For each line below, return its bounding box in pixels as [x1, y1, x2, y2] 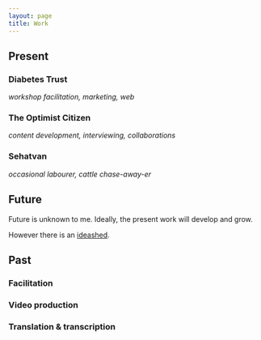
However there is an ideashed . [8, 230, 111, 240]
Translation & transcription [8, 321, 116, 332]
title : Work [8, 19, 48, 28]
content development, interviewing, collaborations [8, 130, 176, 140]
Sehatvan [8, 151, 47, 162]
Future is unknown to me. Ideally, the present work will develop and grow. [8, 214, 253, 223]
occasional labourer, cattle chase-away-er [8, 169, 152, 179]
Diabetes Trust [8, 74, 68, 85]
